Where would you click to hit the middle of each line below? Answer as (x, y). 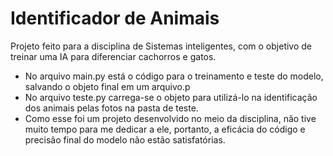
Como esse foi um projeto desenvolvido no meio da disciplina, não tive (170, 118)
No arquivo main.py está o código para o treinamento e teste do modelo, (174, 76)
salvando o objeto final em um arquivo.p (107, 86)
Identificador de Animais (115, 18)
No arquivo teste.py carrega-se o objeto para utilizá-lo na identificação (171, 97)
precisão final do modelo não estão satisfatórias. (125, 139)
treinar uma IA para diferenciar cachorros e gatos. (113, 56)
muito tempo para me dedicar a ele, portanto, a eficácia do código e (165, 129)
